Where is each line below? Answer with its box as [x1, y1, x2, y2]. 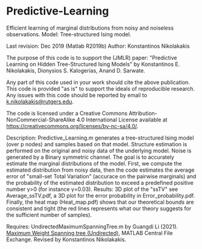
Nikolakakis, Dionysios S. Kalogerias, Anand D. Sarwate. [6, 66, 146, 74]
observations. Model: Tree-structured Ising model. [6, 30, 131, 37]
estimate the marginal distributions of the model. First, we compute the [6, 160, 182, 167]
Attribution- [128, 109, 158, 117]
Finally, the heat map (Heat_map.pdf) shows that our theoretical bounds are [6, 198, 194, 205]
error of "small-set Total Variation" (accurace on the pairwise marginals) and [6, 172, 197, 179]
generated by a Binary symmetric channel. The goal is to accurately [6, 153, 175, 161]
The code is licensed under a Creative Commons [6, 109, 128, 117]
